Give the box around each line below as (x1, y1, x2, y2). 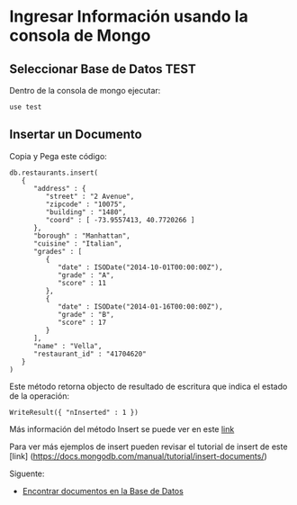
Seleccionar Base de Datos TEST (9, 61, 196, 77)
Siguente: (9, 468, 45, 479)
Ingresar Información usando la (9, 6, 249, 27)
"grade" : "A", (57, 270, 115, 280)
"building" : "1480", (45, 207, 127, 217)
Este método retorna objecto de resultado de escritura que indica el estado (9, 381, 288, 392)
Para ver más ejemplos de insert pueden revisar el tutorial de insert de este (9, 441, 288, 452)
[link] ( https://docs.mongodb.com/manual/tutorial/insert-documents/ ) (9, 450, 267, 461)
